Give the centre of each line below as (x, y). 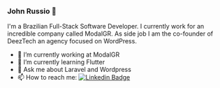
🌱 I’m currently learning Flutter (61, 62)
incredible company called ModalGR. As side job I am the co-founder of (110, 34)
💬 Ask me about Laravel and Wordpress (74, 70)
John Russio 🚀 (32, 11)
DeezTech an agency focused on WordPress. (72, 41)
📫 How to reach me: (47, 78)
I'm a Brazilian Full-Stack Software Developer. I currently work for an (106, 27)
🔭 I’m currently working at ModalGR (68, 54)
